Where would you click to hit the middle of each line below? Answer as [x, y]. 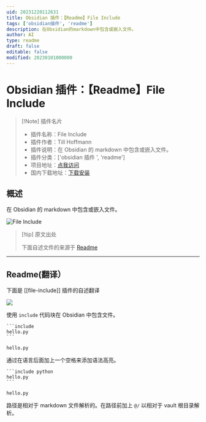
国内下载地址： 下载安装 [60, 172]
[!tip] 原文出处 [39, 234]
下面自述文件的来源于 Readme [59, 247]
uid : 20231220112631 [33, 12]
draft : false [23, 47]
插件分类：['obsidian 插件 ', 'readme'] [78, 157]
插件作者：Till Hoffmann [61, 142]
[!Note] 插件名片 [42, 121]
